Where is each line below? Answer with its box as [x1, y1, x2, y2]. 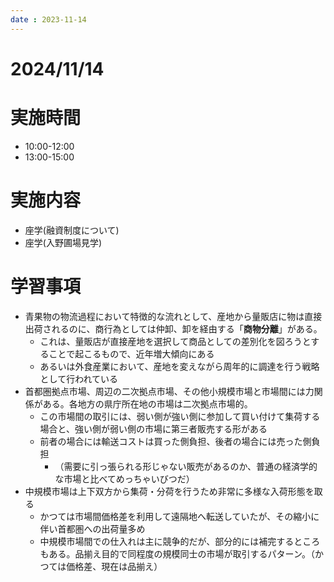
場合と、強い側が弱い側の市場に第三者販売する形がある [39, 422, 268, 435]
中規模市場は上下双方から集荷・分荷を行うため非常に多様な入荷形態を [24, 485, 315, 497]
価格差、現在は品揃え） [66, 560, 163, 572]
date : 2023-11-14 [10, 14, 87, 25]
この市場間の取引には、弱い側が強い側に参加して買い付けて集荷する [39, 410, 321, 422]
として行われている [39, 372, 119, 385]
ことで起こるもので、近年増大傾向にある [48, 347, 215, 360]
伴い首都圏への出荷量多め [39, 522, 146, 535]
